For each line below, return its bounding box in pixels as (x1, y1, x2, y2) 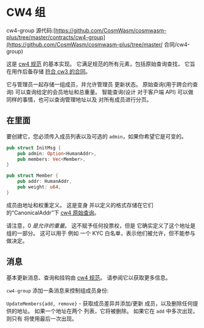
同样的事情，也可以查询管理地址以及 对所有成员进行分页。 (6, 95, 152, 103)
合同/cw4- (164, 41, 191, 48)
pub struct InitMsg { (6, 145, 62, 151)
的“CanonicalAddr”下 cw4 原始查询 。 (6, 209, 100, 216)
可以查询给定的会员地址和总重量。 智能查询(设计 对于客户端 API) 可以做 (15, 88, 194, 95)
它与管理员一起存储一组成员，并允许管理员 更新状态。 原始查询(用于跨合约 (6, 80, 193, 88)
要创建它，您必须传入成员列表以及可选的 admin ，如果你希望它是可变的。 (6, 132, 187, 140)
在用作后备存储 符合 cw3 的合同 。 (6, 67, 91, 75)
